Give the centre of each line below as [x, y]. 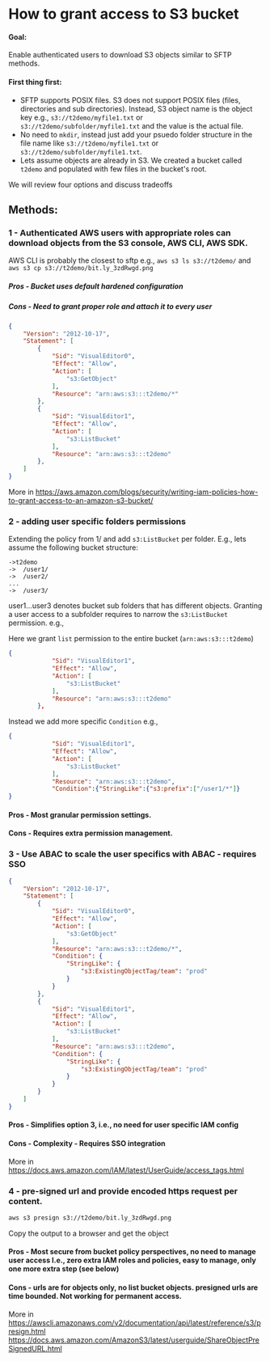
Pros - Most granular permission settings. [80, 814]
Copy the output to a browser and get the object [89, 1233]
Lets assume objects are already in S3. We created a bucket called [131, 160]
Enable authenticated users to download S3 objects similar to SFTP [120, 55]
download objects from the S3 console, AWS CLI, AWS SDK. [128, 243]
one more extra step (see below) [64, 1269]
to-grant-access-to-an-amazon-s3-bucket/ [81, 501]
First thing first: [35, 82]
